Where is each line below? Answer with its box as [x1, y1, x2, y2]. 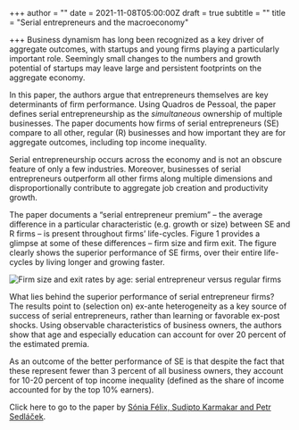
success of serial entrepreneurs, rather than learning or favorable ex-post [9, 310, 280, 320]
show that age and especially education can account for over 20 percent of [9, 329, 287, 340]
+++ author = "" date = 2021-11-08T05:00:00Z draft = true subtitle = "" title [9, 8, 286, 18]
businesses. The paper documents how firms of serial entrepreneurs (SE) [9, 118, 279, 128]
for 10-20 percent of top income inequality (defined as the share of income [9, 375, 285, 385]
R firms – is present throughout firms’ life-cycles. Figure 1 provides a [9, 228, 261, 239]
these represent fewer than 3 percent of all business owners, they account [9, 366, 284, 376]
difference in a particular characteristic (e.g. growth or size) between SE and [9, 219, 291, 229]
